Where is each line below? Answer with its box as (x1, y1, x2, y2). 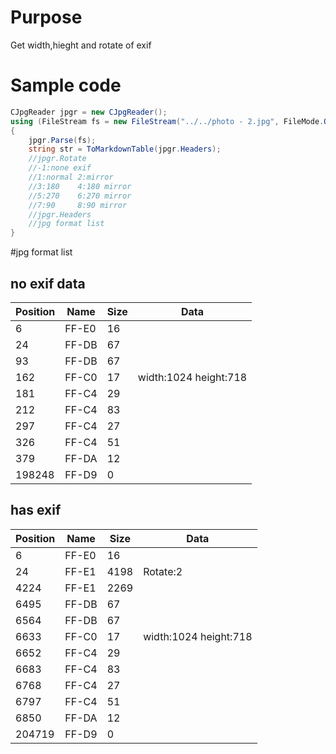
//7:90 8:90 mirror (28, 200, 128, 210)
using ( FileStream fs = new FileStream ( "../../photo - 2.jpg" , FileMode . (10, 116, 325, 126)
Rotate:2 (143, 564, 183, 578)
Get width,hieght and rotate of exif (10, 39, 152, 51)
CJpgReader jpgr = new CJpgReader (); (10, 107, 168, 117)
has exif (10, 502, 62, 519)
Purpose (10, 6, 83, 29)
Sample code (10, 74, 122, 97)
